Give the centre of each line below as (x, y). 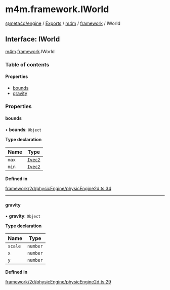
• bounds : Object (24, 130)
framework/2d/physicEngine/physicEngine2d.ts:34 (58, 189)
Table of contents (27, 64)
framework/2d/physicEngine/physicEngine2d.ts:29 (58, 282)
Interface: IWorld (33, 39)
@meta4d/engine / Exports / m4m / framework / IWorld (63, 23)
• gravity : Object (23, 216)
